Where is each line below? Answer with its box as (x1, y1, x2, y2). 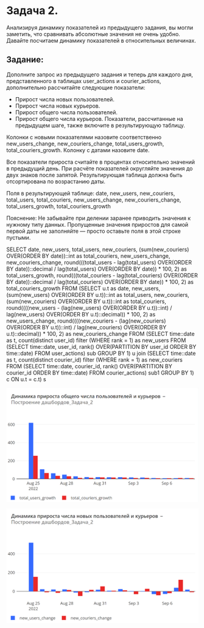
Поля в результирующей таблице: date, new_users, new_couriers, (6, 189, 175, 197)
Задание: (6, 54, 44, 65)
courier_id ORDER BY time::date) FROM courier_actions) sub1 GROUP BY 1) (6, 369, 194, 376)
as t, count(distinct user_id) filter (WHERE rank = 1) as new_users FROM (6, 337, 186, 344)
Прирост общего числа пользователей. (15, 108, 118, 116)
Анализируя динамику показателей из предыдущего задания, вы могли (6, 24, 194, 31)
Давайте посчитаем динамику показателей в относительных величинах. (6, 37, 196, 44)
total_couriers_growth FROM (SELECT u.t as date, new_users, (6, 285, 160, 292)
